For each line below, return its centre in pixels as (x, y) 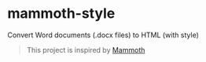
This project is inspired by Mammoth (86, 50)
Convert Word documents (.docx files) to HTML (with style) (103, 35)
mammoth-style (61, 14)
